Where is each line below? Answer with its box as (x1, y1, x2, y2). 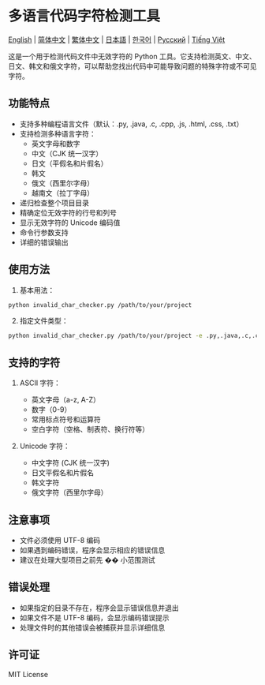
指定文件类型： (19, 316, 69, 326)
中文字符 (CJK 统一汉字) (31, 459, 110, 468)
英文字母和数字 (31, 139, 80, 148)
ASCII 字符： (19, 378, 62, 387)
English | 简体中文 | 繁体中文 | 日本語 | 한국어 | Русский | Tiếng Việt (8, 35, 226, 44)
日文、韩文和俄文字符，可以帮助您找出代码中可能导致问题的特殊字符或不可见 (8, 61, 257, 71)
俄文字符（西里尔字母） (31, 488, 108, 497)
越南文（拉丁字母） (31, 188, 95, 197)
